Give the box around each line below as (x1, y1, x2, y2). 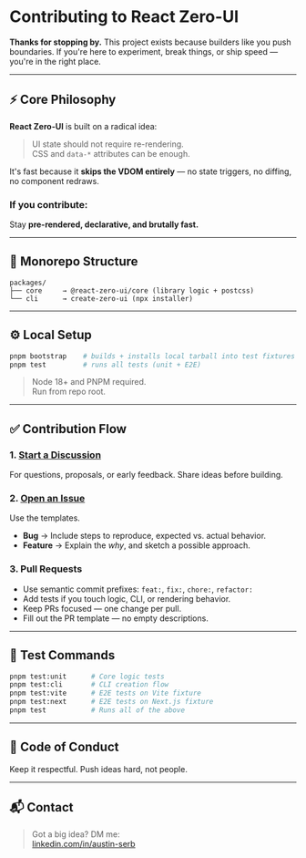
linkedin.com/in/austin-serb (31, 838, 136, 849)
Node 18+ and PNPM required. (31, 377, 147, 388)
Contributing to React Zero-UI (9, 6, 240, 27)
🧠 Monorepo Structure (9, 253, 138, 270)
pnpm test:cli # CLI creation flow (9, 680, 169, 689)
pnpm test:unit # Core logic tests (9, 672, 166, 681)
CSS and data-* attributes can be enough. (31, 148, 190, 159)
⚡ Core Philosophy (9, 92, 117, 108)
